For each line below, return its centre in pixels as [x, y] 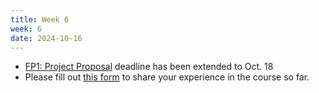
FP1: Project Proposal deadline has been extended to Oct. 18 [149, 67]
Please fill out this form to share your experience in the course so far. [167, 77]
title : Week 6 [40, 19]
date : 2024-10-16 [46, 38]
